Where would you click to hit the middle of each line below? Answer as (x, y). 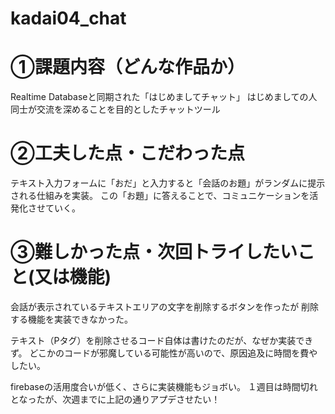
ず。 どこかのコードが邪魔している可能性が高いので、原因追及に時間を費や (164, 353)
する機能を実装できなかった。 (71, 319)
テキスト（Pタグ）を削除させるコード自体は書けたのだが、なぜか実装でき (162, 340)
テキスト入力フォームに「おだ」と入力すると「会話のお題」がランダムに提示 (168, 183)
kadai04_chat (68, 18)
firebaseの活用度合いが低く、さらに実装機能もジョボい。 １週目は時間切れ (164, 386)
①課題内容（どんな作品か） (127, 67)
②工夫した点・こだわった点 (127, 153)
